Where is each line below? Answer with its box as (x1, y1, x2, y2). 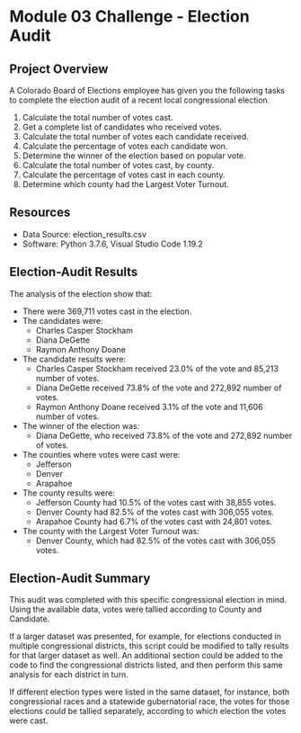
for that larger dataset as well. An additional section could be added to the (9, 650, 284, 661)
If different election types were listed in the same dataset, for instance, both (9, 686, 290, 698)
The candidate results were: (22, 353, 127, 364)
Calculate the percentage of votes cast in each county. (22, 169, 226, 180)
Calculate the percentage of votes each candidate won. (22, 141, 228, 151)
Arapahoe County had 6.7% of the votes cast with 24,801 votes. (35, 515, 272, 527)
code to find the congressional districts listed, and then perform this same (9, 659, 283, 671)
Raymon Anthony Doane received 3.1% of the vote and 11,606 (35, 401, 263, 412)
